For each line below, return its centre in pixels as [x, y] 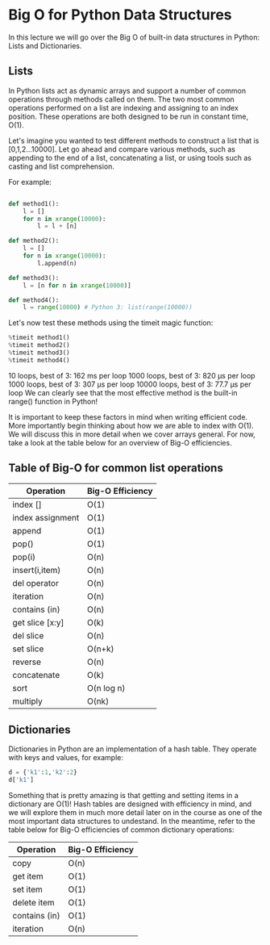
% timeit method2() [39, 345]
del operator [35, 583]
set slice [28, 649]
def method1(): [34, 203]
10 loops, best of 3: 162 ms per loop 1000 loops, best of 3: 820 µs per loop [132, 375]
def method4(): [34, 300]
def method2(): [34, 241]
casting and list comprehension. [62, 166]
